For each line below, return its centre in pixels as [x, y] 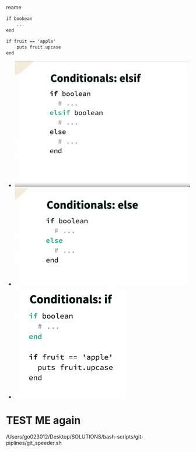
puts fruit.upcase [39, 47]
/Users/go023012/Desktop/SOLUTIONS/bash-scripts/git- [75, 436]
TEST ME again [43, 420]
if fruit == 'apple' [31, 42]
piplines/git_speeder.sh [34, 443]
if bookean [19, 19]
